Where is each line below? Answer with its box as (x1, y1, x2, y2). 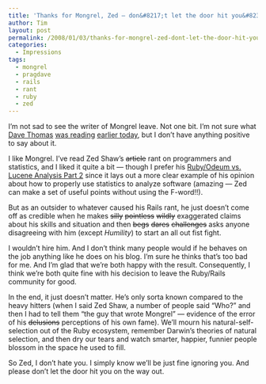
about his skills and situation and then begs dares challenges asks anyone (8, 219, 250, 230)
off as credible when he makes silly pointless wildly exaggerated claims (8, 211, 241, 221)
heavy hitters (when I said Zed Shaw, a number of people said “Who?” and (8, 301, 251, 310)
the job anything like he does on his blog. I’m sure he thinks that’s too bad (8, 252, 248, 261)
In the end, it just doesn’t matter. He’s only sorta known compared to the (8, 292, 244, 302)
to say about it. (8, 139, 57, 148)
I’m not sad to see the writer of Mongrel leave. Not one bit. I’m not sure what (8, 122, 256, 131)
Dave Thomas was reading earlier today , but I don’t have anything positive (8, 130, 250, 139)
